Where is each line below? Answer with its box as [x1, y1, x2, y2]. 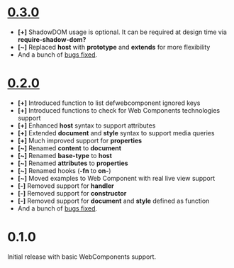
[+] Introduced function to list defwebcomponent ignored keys [17, 99, 201, 107]
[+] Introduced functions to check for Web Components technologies [17, 106, 221, 114]
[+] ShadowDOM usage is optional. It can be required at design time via [17, 28, 227, 36]
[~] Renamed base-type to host [17, 151, 112, 160]
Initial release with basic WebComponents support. [7, 252, 157, 261]
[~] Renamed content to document [17, 143, 122, 152]
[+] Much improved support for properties [17, 136, 143, 145]
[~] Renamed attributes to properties [17, 159, 129, 167]
